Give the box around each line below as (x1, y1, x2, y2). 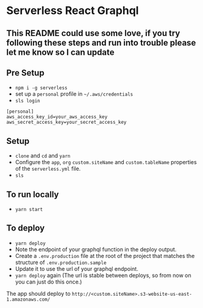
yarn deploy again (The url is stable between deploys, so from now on (15, 271, 192, 279)
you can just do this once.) (15, 278, 82, 285)
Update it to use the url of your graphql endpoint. (15, 265, 138, 272)
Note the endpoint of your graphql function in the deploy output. (15, 245, 177, 253)
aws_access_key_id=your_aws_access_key (6, 114, 108, 120)
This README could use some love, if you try (6, 28, 180, 38)
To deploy (6, 223, 45, 234)
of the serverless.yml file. (15, 165, 81, 173)
